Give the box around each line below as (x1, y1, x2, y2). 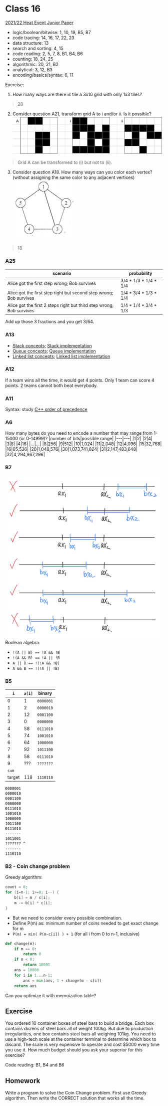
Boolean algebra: (5, 639, 40, 645)
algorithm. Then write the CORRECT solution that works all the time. (5, 1095, 145, 1101)
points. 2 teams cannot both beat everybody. (5, 382, 98, 389)
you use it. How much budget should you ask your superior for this (5, 1047, 142, 1053)
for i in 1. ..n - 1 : (14, 973, 52, 978)
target (7, 774, 20, 780)
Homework (5, 1076, 40, 1085)
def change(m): (5, 941, 37, 946)
